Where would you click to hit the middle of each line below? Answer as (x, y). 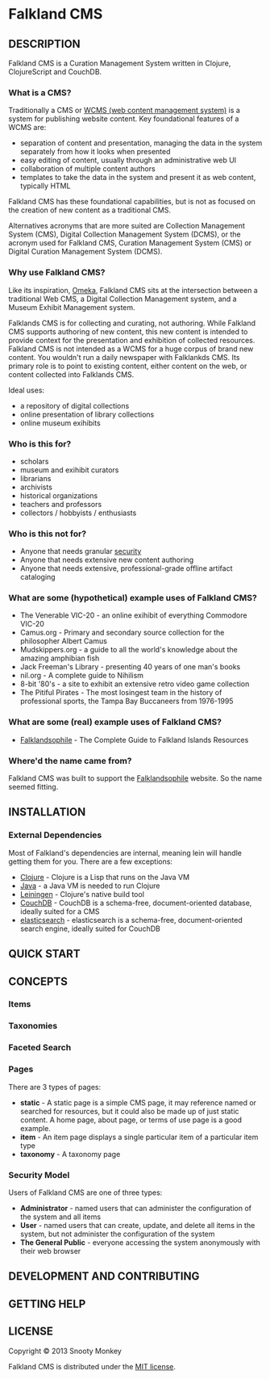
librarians (35, 478)
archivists (36, 487)
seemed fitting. (33, 787)
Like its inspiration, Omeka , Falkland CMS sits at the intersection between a (133, 290)
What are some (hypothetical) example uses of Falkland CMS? (133, 598)
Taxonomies (33, 1026)
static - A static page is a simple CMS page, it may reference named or (138, 1102)
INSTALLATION (47, 812)
